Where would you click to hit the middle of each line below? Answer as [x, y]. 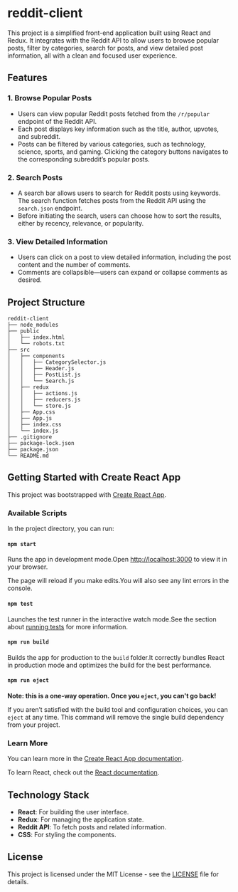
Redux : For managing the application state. [81, 819]
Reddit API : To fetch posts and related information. [92, 827]
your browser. [28, 567]
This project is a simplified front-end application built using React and [109, 33]
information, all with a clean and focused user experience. [92, 56]
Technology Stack [48, 795]
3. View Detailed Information [58, 241]
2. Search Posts [35, 177]
